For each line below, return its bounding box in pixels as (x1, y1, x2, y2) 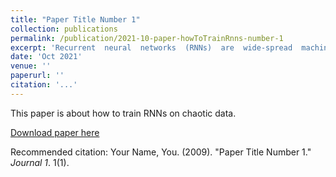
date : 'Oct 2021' (10, 52, 83, 62)
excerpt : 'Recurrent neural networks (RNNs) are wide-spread (10, 42, 293, 53)
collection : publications (10, 24, 118, 34)
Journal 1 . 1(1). (10, 156, 70, 168)
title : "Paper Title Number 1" (10, 14, 141, 25)
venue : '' (10, 61, 52, 71)
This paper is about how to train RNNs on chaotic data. (10, 107, 237, 119)
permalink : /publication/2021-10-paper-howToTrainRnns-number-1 (10, 33, 284, 43)
